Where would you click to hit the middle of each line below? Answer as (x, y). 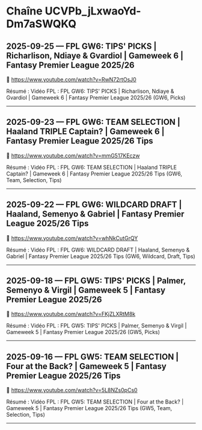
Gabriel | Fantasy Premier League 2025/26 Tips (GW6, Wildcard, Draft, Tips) (101, 256)
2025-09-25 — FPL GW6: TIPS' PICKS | (81, 46)
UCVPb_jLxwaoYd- (93, 11)
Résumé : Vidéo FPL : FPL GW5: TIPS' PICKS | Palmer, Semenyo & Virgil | (96, 326)
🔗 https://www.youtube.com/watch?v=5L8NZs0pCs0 (72, 390)
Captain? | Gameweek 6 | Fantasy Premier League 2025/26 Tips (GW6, (94, 174)
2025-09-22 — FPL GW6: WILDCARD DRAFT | (94, 205)
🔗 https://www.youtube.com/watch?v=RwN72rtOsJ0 (71, 79)
